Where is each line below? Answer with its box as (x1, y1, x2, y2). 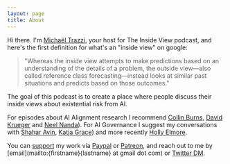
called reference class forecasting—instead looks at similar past (24, 71, 207, 80)
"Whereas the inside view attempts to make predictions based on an (24, 56, 220, 65)
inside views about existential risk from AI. (7, 99, 128, 108)
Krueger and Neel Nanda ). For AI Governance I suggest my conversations (7, 120, 218, 129)
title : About (7, 17, 45, 24)
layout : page (7, 10, 45, 17)
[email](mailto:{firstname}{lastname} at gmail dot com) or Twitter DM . (7, 149, 206, 157)
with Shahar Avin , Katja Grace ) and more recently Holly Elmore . (7, 128, 188, 136)
